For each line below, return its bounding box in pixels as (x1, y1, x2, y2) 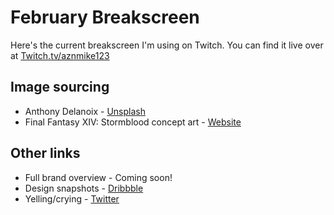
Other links (10, 145, 81, 162)
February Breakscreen (10, 6, 200, 29)
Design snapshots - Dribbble (24, 182, 144, 194)
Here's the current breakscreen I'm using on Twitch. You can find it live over (10, 39, 324, 51)
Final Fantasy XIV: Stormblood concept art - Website (24, 116, 242, 128)
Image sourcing (10, 79, 110, 96)
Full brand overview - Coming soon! (24, 171, 173, 183)
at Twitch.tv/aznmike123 (10, 49, 110, 61)
